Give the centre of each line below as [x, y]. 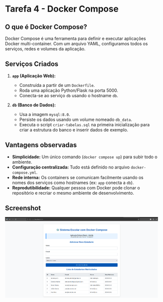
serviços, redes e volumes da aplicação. [45, 49]
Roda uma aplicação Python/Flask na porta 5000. [69, 90]
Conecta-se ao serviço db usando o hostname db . [69, 95]
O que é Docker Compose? [46, 27]
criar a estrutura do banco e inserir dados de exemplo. [74, 130]
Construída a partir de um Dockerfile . [57, 85]
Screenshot [23, 208]
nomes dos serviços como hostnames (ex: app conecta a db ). [73, 183]
